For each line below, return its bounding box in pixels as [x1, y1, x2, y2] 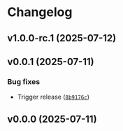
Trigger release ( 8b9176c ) [17, 92, 89, 102]
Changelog [7, 4, 73, 20]
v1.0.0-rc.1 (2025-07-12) [7, 32, 117, 44]
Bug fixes [7, 76, 41, 86]
